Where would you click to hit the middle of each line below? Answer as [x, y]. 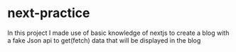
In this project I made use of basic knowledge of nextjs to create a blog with [118, 33]
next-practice [49, 13]
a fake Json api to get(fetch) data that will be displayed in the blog [104, 40]
